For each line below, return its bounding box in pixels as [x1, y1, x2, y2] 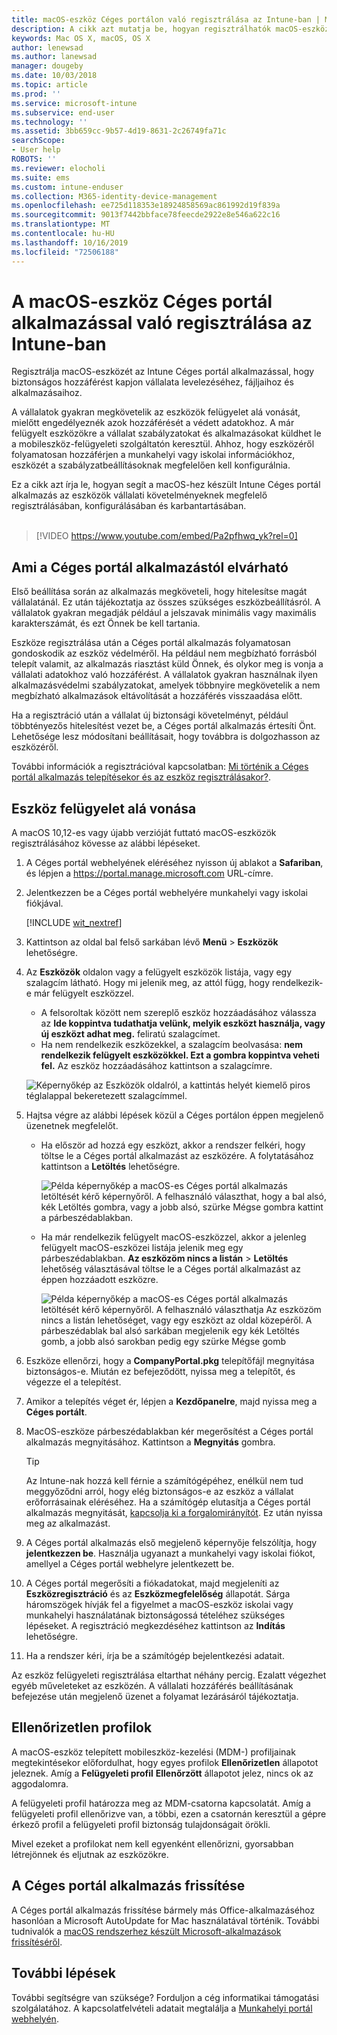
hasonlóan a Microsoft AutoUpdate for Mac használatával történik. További [11, 1914, 320, 1926]
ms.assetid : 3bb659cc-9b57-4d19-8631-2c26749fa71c [11, 126, 227, 136]
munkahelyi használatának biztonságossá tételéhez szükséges [25, 1609, 286, 1621]
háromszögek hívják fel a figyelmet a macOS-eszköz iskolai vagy [25, 1599, 294, 1611]
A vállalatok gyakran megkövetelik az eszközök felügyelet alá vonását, [11, 406, 301, 418]
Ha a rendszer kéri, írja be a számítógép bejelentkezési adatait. [25, 1650, 285, 1662]
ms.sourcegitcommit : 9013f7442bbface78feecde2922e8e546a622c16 [11, 210, 281, 220]
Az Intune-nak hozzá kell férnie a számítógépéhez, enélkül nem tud [25, 1475, 304, 1487]
